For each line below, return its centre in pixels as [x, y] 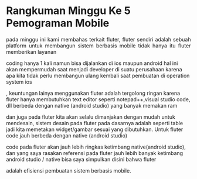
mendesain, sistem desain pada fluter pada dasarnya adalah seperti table [95, 123]
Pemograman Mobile [58, 23]
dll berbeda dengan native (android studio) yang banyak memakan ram [92, 105]
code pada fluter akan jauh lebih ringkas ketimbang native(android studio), [96, 147]
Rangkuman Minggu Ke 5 [68, 11]
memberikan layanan [31, 51]
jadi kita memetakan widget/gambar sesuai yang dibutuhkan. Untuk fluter [95, 129]
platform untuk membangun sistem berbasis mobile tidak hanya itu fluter [98, 46]
